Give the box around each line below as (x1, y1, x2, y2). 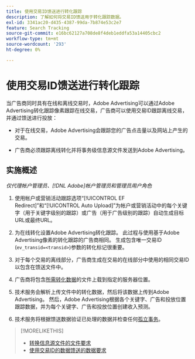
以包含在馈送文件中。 (14, 263, 66, 270)
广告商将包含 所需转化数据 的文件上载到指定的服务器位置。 (14, 276, 153, 283)
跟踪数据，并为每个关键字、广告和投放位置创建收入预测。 (14, 303, 153, 310)
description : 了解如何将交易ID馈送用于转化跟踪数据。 (6, 14, 124, 20)
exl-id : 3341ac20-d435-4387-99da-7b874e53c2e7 (6, 19, 122, 25)
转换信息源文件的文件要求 (29, 339, 91, 346)
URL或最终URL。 (14, 216, 56, 223)
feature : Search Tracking (6, 25, 69, 31)
